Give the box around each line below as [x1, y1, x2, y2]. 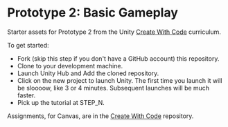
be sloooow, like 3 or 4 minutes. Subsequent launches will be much [17, 84, 210, 92]
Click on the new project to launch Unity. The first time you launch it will [17, 76, 222, 84]
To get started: [7, 41, 50, 49]
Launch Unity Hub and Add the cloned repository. [17, 69, 159, 77]
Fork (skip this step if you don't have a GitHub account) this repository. [17, 54, 220, 63]
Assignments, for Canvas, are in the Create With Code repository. [7, 112, 194, 120]
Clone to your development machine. [17, 61, 123, 70]
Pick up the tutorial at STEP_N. [17, 98, 105, 106]
